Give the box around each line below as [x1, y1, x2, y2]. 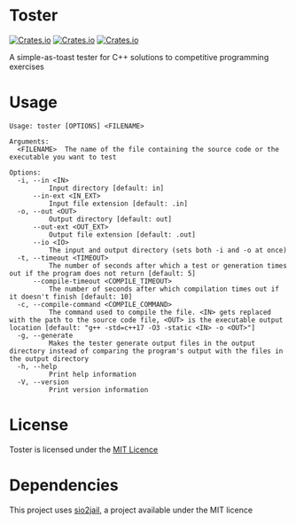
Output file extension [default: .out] [48, 230, 197, 239]
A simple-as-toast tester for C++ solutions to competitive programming [9, 51, 269, 62]
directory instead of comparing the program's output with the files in [9, 347, 284, 356]
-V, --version [17, 378, 69, 387]
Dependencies [9, 475, 119, 495]
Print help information [48, 370, 137, 379]
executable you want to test [9, 153, 117, 161]
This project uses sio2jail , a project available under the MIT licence [9, 504, 253, 515]
